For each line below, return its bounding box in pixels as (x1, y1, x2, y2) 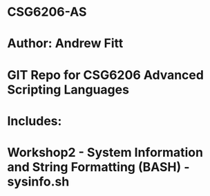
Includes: (7, 113, 62, 129)
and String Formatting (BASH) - (7, 159, 190, 175)
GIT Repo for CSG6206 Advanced (7, 67, 204, 83)
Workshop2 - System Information (7, 144, 204, 160)
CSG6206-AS (7, 4, 87, 20)
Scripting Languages (7, 82, 130, 97)
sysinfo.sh (7, 173, 70, 189)
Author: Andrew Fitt (7, 36, 124, 52)
